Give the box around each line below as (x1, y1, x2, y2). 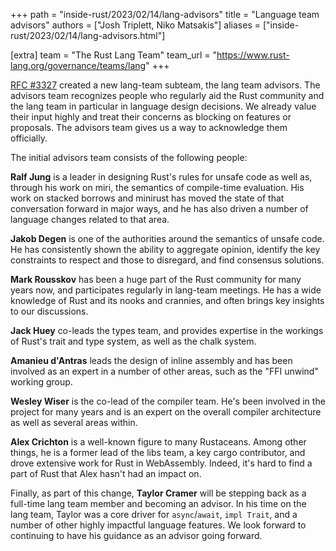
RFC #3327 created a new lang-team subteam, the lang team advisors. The (10, 79, 321, 91)
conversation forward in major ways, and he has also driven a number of (10, 203, 309, 214)
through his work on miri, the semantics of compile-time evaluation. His (10, 182, 305, 193)
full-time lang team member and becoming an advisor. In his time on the (10, 498, 307, 509)
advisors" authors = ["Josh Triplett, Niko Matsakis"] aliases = (10, 19, 261, 31)
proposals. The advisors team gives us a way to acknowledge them (10, 122, 288, 133)
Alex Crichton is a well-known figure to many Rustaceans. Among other (10, 436, 307, 448)
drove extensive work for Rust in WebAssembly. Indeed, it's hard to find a (10, 457, 313, 469)
